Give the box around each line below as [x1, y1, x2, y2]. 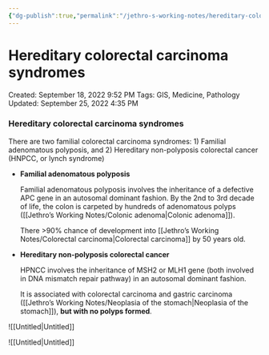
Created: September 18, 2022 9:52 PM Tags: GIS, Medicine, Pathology [8, 90, 240, 99]
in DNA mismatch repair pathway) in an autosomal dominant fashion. [19, 273, 247, 283]
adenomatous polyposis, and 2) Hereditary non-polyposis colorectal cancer [8, 145, 259, 155]
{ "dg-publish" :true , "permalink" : [8, 11, 120, 20]
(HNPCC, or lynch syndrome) [8, 153, 105, 163]
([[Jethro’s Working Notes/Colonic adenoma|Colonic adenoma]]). [19, 210, 235, 220]
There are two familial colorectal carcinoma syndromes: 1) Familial [8, 136, 227, 146]
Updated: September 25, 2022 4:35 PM [8, 98, 139, 108]
